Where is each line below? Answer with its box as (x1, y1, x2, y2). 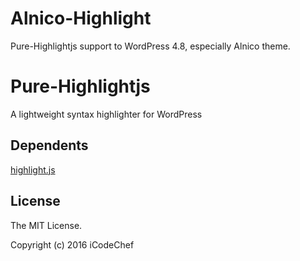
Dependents (10, 137, 89, 154)
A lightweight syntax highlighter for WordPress (10, 108, 203, 120)
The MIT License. (10, 219, 83, 231)
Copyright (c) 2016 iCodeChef (10, 238, 135, 251)
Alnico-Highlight (10, 7, 152, 30)
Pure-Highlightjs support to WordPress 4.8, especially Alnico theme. (10, 40, 291, 52)
